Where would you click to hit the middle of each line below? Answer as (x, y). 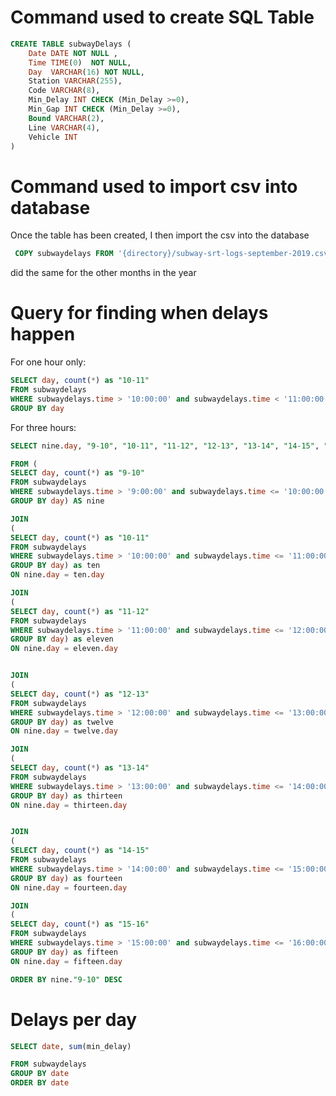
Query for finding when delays (139, 313)
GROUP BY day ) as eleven (62, 639)
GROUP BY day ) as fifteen (64, 952)
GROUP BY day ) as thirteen (66, 796)
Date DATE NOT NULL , (73, 53)
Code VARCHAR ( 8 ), (64, 91)
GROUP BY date (40, 1074)
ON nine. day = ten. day (57, 575)
